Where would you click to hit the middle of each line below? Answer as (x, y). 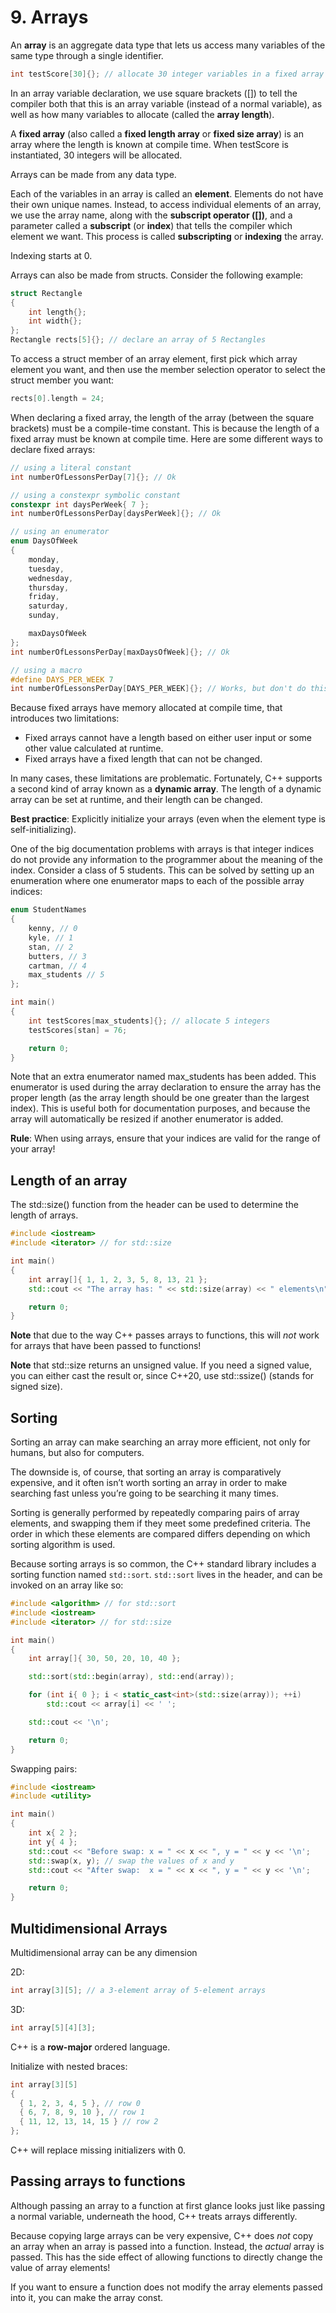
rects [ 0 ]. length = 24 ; (57, 399)
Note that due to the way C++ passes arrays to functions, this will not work (165, 1335)
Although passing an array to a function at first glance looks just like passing (168, 2205)
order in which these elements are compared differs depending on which (160, 1534)
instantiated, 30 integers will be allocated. (96, 155)
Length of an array (69, 1180)
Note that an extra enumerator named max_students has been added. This (163, 1077)
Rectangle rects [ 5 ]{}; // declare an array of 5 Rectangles (138, 340)
